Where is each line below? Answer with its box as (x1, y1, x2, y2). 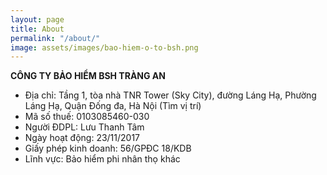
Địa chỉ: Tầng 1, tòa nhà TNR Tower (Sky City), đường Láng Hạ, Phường (24, 89, 317, 101)
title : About (10, 24, 65, 34)
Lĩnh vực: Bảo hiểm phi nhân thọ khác (24, 153, 181, 165)
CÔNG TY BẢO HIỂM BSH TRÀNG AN (10, 70, 166, 82)
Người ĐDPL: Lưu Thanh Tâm (24, 121, 145, 133)
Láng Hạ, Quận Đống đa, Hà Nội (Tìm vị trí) (24, 100, 202, 112)
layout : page (10, 14, 65, 25)
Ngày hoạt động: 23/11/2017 (24, 132, 141, 144)
